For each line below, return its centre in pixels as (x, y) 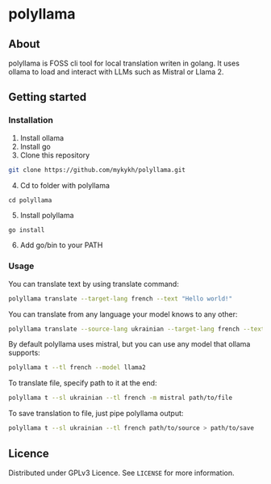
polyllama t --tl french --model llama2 (77, 368)
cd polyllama (30, 200)
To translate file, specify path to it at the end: (83, 383)
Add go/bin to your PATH (61, 245)
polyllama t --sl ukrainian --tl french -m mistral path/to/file (120, 398)
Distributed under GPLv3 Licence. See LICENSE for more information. (121, 473)
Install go (35, 146)
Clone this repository (55, 155)
